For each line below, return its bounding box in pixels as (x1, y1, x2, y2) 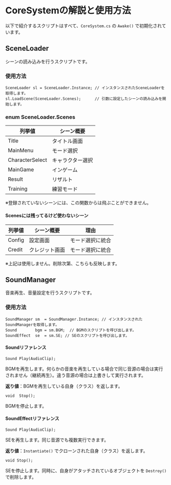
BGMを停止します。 (5, 403, 47, 409)
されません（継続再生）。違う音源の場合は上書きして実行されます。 (5, 372, 146, 378)
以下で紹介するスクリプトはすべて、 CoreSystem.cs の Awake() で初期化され (5, 23, 162, 29)
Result (8, 176, 23, 183)
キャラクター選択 (52, 157, 93, 164)
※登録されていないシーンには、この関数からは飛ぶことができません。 (5, 200, 152, 206)
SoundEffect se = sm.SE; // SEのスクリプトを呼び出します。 (5, 333, 130, 338)
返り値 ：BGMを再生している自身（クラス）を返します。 (5, 383, 123, 389)
